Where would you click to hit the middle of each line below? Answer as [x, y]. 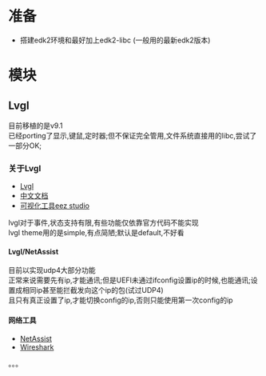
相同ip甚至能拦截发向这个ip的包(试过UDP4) [93, 290]
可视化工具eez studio [55, 206]
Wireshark [37, 347]
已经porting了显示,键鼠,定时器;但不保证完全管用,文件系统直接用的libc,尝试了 [133, 135]
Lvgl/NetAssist [34, 251]
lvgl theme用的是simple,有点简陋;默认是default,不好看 [96, 233]
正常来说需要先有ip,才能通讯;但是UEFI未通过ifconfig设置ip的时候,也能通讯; [130, 280]
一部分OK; [25, 146]
